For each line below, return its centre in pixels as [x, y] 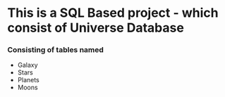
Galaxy [28, 65]
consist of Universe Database [96, 28]
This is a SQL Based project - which [113, 13]
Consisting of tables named [56, 50]
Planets [29, 80]
